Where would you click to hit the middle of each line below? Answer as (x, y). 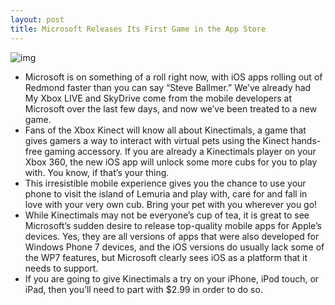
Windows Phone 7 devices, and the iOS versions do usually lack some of (174, 247)
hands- (306, 140)
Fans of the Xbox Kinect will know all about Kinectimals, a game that (165, 130)
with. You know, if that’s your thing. (97, 172)
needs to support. (61, 268)
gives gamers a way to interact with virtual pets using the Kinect (157, 140)
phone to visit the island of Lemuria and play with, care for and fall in (166, 193)
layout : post (37, 19)
